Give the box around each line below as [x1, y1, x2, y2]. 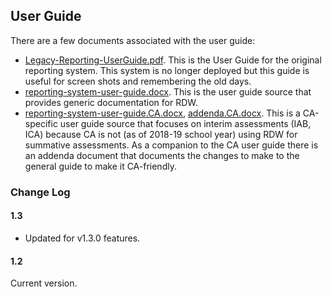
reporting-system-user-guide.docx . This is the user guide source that [24, 85, 312, 98]
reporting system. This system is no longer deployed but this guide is [24, 64, 310, 76]
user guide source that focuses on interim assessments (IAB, [59, 117, 312, 129]
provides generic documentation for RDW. [24, 96, 198, 108]
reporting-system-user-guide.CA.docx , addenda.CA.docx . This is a [24, 107, 301, 119]
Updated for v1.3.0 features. [24, 232, 141, 244]
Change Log [10, 185, 71, 199]
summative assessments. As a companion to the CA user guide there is [24, 139, 319, 151]
